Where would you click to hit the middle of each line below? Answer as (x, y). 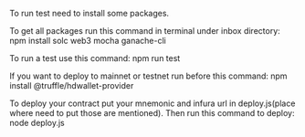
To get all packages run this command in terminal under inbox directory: (145, 31)
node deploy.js (37, 123)
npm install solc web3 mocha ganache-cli (88, 41)
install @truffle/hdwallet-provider (72, 85)
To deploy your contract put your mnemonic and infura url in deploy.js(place (152, 103)
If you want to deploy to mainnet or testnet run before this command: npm (148, 76)
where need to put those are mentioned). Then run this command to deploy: (152, 113)
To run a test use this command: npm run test (95, 58)
